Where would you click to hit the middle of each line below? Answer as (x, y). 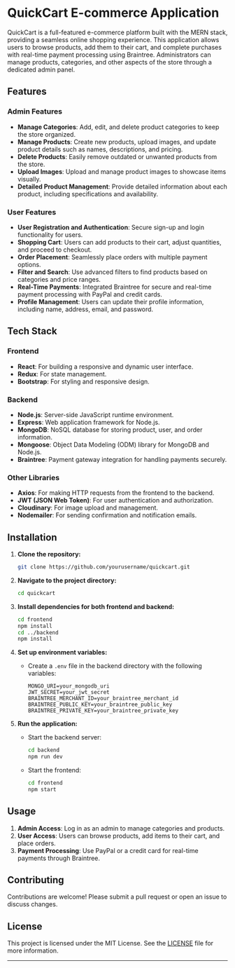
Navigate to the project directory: (67, 580)
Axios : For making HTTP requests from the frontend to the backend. (116, 493)
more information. (33, 950)
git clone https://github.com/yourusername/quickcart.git (104, 567)
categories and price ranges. (59, 279)
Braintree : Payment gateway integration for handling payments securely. (122, 459)
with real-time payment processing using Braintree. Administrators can (109, 55)
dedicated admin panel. (41, 69)
